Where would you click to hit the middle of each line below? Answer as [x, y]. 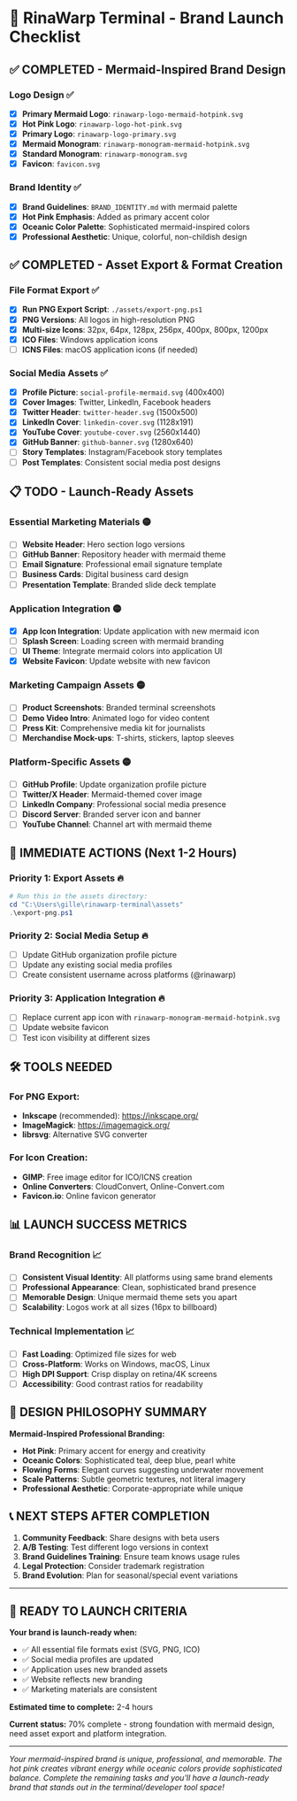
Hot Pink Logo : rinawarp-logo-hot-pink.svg [102, 124]
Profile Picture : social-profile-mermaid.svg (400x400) [123, 392]
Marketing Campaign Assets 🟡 [77, 685]
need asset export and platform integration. [88, 1734]
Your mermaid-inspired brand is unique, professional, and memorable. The [146, 1759]
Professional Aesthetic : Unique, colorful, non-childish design [134, 236]
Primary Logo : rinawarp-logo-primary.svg [99, 134]
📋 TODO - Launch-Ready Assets [102, 492]
